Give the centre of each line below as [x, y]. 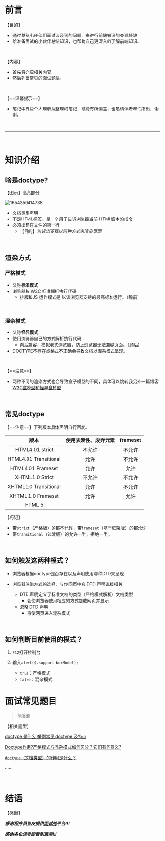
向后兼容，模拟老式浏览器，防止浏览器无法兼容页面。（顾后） [81, 345]
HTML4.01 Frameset [34, 468]
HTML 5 [34, 505]
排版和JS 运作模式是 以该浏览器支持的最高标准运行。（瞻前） [80, 297]
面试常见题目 [31, 701]
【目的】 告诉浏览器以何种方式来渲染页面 [60, 231]
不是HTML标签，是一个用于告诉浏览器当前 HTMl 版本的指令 [72, 219]
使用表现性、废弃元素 [90, 440]
